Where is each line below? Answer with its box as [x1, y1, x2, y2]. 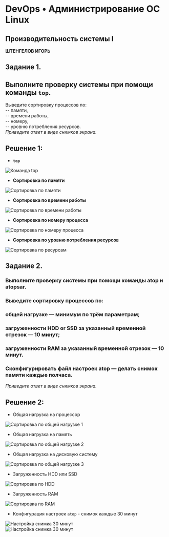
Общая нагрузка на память [12, 431, 72, 438]
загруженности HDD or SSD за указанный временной [5, 325, 146, 332]
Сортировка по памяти [12, 177, 65, 183]
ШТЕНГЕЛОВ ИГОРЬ [5, 48, 51, 54]
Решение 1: [5, 144, 43, 153]
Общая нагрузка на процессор [12, 411, 80, 418]
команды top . [5, 88, 51, 97]
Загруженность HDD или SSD [12, 471, 78, 477]
